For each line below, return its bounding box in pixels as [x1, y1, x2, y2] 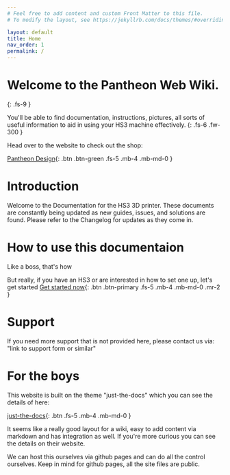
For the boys [7, 368, 80, 384]
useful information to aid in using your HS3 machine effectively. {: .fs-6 [7, 121, 207, 129]
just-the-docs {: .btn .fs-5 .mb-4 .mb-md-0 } [7, 411, 131, 419]
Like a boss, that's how [7, 262, 72, 271]
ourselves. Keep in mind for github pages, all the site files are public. [7, 460, 201, 468]
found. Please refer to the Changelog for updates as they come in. [7, 215, 194, 223]
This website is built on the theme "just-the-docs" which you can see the [7, 391, 214, 399]
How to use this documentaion [7, 240, 185, 256]
